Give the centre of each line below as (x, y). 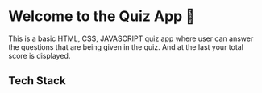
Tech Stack (37, 81)
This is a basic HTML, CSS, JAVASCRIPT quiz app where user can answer (131, 38)
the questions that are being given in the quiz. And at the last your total (126, 46)
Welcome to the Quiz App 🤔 (102, 16)
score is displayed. (40, 55)
